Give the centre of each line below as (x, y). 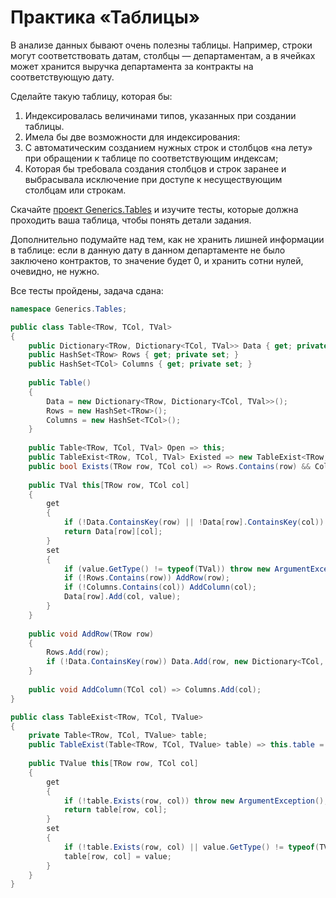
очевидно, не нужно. (55, 271)
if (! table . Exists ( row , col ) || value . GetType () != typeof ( (191, 847)
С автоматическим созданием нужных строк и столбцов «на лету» (168, 147)
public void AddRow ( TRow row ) (91, 634)
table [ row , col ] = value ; (117, 856)
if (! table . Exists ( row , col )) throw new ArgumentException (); (196, 801)
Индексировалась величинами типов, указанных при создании (160, 115)
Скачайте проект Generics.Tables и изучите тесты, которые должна (154, 209)
